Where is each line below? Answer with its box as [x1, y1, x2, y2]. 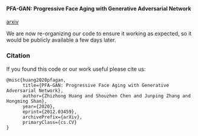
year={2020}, [22, 103, 56, 109]
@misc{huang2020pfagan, [6, 77, 67, 83]
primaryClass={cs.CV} [22, 119, 78, 125]
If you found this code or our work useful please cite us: [6, 65, 147, 73]
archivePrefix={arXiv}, [22, 114, 83, 120]
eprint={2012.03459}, [22, 109, 78, 115]
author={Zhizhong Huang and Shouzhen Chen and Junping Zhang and [22, 92, 191, 99]
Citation [6, 51, 30, 60]
